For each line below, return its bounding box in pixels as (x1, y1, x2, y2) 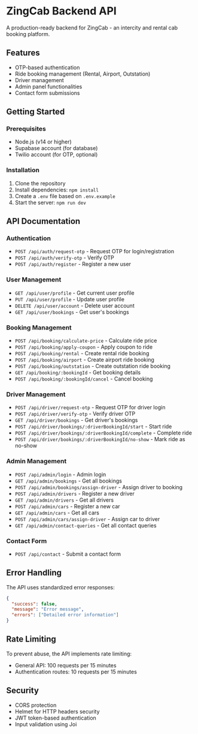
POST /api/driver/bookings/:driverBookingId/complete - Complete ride (14, 429, 193, 436)
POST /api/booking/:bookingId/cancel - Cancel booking (14, 375, 153, 382)
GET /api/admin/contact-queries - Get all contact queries (14, 522, 157, 529)
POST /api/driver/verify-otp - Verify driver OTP (14, 410, 136, 418)
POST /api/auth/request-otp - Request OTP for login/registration (14, 248, 175, 255)
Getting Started (6, 107, 65, 117)
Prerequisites (6, 125, 46, 133)
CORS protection (14, 701, 57, 709)
